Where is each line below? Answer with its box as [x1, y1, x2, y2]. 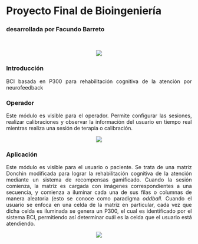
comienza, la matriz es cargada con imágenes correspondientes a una [6, 183, 192, 190]
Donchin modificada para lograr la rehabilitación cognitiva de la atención [6, 170, 192, 177]
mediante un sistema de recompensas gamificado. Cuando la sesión [6, 176, 192, 183]
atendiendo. [6, 220, 35, 227]
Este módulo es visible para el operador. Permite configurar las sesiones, [6, 112, 192, 119]
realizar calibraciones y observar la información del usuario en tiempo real [6, 118, 192, 126]
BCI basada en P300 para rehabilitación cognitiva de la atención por [6, 78, 192, 85]
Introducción [6, 64, 44, 72]
